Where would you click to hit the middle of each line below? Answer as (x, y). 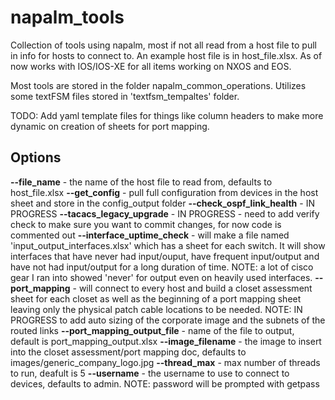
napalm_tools (67, 17)
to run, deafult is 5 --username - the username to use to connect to (150, 373)
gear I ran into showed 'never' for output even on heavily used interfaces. (161, 277)
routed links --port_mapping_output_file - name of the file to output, (152, 330)
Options (36, 157)
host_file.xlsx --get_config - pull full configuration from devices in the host (164, 192)
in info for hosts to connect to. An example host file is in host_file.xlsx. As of (166, 55)
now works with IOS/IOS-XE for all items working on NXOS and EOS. (151, 66)
